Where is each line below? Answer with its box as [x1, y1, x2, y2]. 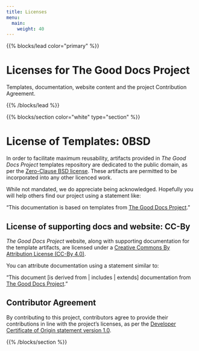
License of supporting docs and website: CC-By [6, 221, 191, 232]
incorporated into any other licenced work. [6, 174, 113, 182]
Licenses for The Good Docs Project [6, 64, 190, 77]
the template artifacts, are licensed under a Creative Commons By [6, 243, 170, 251]
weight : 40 [17, 25, 45, 32]
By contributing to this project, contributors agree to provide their [6, 313, 169, 321]
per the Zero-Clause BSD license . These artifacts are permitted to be [6, 168, 177, 175]
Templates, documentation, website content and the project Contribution [6, 84, 187, 91]
